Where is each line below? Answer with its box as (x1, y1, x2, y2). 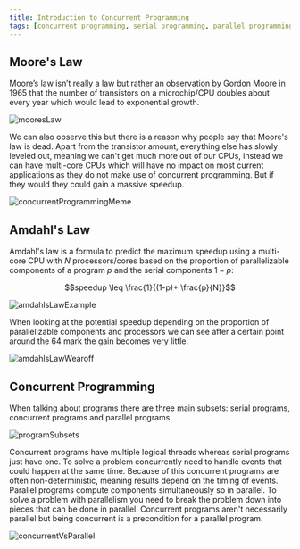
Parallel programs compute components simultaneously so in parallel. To (9, 484, 277, 495)
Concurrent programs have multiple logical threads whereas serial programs (9, 446, 290, 457)
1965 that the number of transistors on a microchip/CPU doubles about (9, 87, 271, 98)
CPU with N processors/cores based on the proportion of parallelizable (28, 255, 290, 266)
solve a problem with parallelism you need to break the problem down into (9, 494, 282, 504)
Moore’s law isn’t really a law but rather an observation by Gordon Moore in (9, 78, 286, 89)
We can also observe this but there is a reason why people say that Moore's (9, 131, 288, 143)
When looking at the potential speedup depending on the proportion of (9, 317, 270, 328)
